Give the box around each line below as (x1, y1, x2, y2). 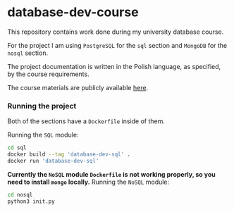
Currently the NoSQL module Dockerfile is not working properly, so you (7, 170, 216, 178)
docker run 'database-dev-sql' (7, 157, 99, 164)
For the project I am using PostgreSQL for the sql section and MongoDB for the (7, 41, 228, 49)
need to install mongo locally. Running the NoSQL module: (7, 177, 170, 186)
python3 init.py (7, 198, 55, 205)
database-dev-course (7, 4, 139, 20)
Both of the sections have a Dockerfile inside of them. (7, 117, 166, 125)
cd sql (7, 144, 27, 151)
